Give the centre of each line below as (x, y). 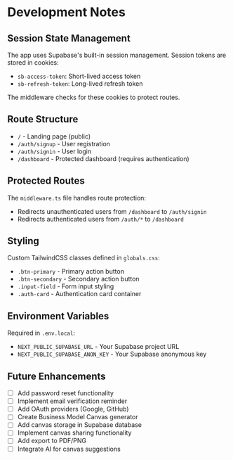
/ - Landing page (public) (54, 136)
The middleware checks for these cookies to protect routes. (94, 97)
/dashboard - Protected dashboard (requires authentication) (103, 158)
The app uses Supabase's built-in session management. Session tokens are (117, 55)
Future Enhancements (57, 376)
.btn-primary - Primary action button (71, 271)
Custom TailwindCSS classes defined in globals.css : (84, 258)
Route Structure (43, 119)
